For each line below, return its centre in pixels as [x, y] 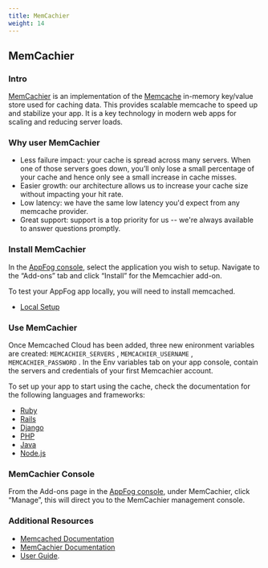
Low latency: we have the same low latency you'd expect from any [130, 203]
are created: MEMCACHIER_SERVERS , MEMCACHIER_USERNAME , [101, 354]
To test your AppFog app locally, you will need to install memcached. [122, 291]
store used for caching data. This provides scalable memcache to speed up [133, 105]
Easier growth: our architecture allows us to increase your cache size [134, 186]
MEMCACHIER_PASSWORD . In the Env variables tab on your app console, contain [133, 362]
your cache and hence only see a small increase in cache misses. [128, 177]
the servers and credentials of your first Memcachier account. [111, 371]
